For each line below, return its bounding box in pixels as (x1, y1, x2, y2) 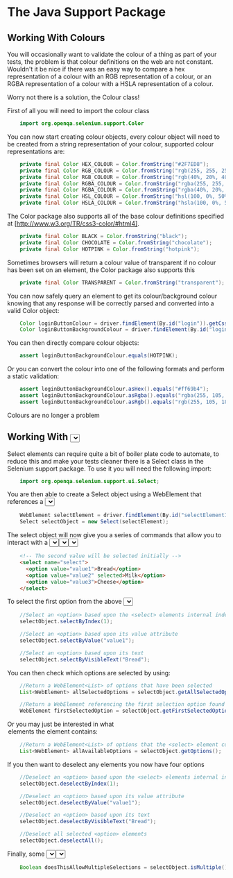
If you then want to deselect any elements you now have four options (7, 760, 205, 768)
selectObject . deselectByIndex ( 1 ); (19, 780, 119, 787)
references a (7, 498, 44, 506)
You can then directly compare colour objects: (7, 339, 139, 347)
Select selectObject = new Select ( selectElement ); (19, 518, 169, 525)
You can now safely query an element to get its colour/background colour (7, 292, 218, 300)
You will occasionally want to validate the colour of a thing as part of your (7, 50, 217, 58)
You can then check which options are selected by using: (7, 668, 171, 677)
